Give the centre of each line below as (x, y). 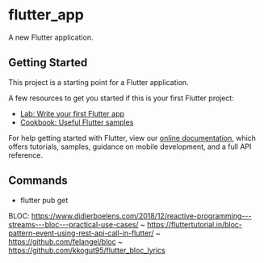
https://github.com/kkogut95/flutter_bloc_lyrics (87, 250)
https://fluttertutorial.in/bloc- (195, 224)
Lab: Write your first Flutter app (72, 113)
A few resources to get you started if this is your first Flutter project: (121, 98)
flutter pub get (44, 200)
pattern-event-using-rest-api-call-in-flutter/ (81, 233)
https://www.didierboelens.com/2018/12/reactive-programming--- (141, 215)
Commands (38, 181)
